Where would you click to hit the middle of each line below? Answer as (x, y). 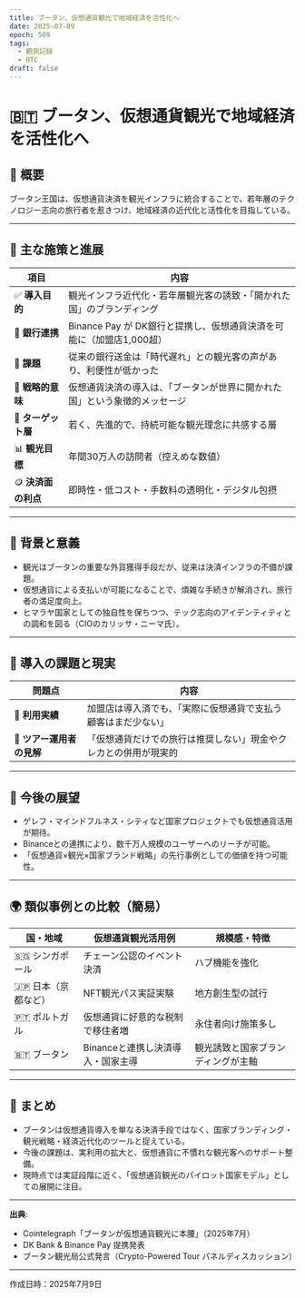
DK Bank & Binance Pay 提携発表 (84, 1244)
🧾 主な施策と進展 (57, 250)
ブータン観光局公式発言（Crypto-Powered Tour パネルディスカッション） (160, 1256)
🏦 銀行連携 (36, 332)
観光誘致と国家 (226, 1047)
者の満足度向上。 (54, 601)
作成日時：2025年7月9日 (56, 1283)
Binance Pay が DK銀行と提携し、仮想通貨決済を (171, 326)
